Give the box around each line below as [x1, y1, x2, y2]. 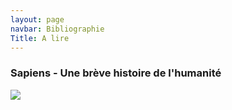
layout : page [10, 14, 65, 25]
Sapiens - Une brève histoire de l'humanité [10, 66, 222, 80]
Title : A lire [10, 33, 70, 43]
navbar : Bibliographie [10, 24, 105, 34]
